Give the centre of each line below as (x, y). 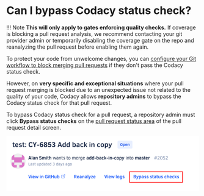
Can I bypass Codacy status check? (99, 11)
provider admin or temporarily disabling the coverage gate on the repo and (100, 40)
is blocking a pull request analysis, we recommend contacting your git (94, 33)
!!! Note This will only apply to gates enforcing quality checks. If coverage (101, 27)
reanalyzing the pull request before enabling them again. (77, 47)
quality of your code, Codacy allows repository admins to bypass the (94, 96)
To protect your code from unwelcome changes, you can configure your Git (101, 58)
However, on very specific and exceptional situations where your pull (95, 83)
